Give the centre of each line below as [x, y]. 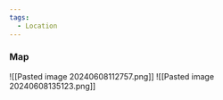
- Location [37, 26]
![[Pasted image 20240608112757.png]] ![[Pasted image [112, 76]
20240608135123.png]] [53, 86]
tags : [19, 17]
